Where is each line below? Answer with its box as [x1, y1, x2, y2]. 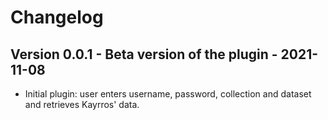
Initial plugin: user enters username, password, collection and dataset [24, 88, 312, 100]
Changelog [10, 6, 104, 29]
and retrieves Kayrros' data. [24, 99, 140, 110]
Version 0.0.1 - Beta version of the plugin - [10, 46, 278, 63]
